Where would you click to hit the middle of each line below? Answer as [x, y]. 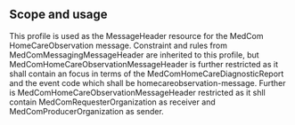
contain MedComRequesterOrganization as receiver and [112, 102]
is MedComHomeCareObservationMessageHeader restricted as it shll [137, 92]
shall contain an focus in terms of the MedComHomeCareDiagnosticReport [147, 74]
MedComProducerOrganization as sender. [87, 111]
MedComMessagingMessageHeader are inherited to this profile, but [135, 55]
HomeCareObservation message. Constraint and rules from [118, 45]
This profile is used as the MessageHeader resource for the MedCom [137, 35]
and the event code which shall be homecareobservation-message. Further [148, 82]
